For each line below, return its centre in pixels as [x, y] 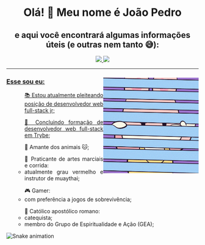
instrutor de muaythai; [52, 178]
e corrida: [36, 166]
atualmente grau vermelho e [64, 172]
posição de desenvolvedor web [64, 104]
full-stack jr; [39, 111]
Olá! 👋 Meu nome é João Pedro [103, 13]
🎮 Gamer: [37, 191]
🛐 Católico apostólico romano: [62, 211]
